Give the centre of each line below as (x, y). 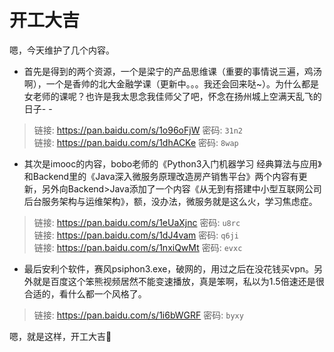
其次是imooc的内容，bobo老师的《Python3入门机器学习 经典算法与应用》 (172, 163)
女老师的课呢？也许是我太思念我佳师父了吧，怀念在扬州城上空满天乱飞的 (172, 96)
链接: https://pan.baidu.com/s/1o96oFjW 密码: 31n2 (138, 130)
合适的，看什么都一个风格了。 (85, 293)
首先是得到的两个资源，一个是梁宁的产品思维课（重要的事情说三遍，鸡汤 (172, 71)
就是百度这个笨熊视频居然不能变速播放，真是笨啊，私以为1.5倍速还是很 (178, 281)
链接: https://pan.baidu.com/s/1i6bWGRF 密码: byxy (138, 315)
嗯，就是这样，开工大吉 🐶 (60, 336)
